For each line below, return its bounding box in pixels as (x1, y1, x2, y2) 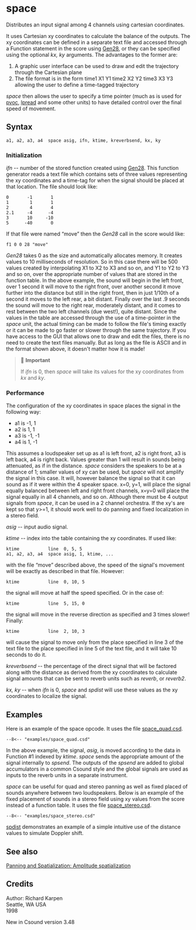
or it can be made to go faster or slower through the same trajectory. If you (6, 327, 186, 334)
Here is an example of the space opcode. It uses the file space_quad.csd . (6, 725, 183, 733)
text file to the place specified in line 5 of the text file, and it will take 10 (6, 645, 177, 652)
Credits (6, 879, 34, 889)
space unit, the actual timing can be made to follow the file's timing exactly (6, 321, 187, 328)
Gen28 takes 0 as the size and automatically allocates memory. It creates (6, 252, 183, 259)
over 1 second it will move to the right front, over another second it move (6, 283, 181, 290)
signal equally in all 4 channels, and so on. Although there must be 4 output (6, 493, 188, 500)
